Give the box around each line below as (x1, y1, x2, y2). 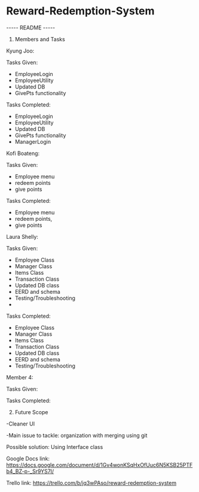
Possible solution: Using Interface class (6, 443, 103, 450)
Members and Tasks (14, 35, 66, 42)
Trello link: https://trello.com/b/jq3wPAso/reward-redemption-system (6, 479, 177, 486)
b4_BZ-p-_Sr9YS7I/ (6, 467, 54, 475)
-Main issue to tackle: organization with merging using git (6, 432, 148, 439)
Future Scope (14, 408, 48, 415)
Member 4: (6, 373, 34, 381)
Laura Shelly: (6, 233, 39, 240)
